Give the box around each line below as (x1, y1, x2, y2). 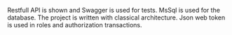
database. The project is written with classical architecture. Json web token (7, 13, 226, 22)
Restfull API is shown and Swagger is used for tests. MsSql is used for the (7, 6, 221, 14)
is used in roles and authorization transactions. (7, 21, 142, 29)
